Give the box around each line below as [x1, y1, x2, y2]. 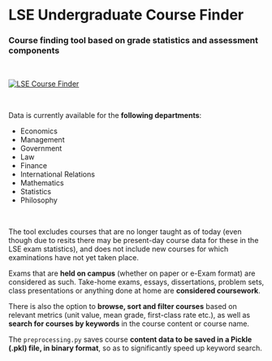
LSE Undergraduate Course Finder [8, 6, 244, 24]
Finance [19, 161, 48, 171]
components [8, 45, 60, 56]
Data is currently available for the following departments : [8, 111, 202, 120]
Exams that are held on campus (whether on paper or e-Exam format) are [8, 268, 256, 278]
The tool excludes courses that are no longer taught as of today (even [8, 227, 242, 237]
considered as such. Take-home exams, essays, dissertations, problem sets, [8, 277, 265, 287]
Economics [19, 126, 58, 136]
